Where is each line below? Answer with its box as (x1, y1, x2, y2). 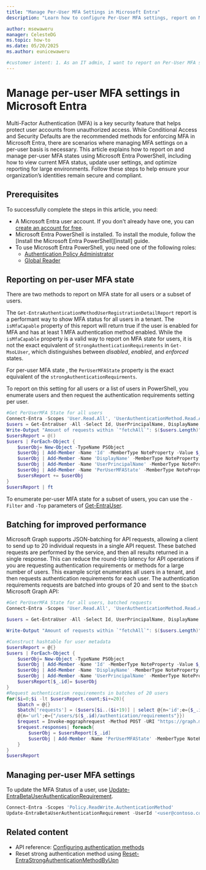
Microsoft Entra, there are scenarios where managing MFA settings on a (6, 139, 188, 146)
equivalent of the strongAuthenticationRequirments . (6, 373, 137, 380)
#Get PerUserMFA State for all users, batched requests (6, 599, 152, 606)
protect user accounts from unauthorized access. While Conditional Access (6, 126, 197, 133)
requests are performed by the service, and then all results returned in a (6, 549, 189, 556)
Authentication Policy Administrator (24, 250, 114, 258)
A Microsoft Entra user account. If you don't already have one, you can (15, 217, 194, 225)
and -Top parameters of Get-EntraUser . (24, 501, 123, 509)
